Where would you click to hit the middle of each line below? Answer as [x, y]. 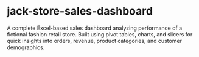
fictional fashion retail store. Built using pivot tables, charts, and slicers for [100, 34]
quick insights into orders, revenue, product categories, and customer [94, 41]
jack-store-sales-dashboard [80, 11]
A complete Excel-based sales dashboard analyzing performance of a [95, 28]
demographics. [26, 47]
